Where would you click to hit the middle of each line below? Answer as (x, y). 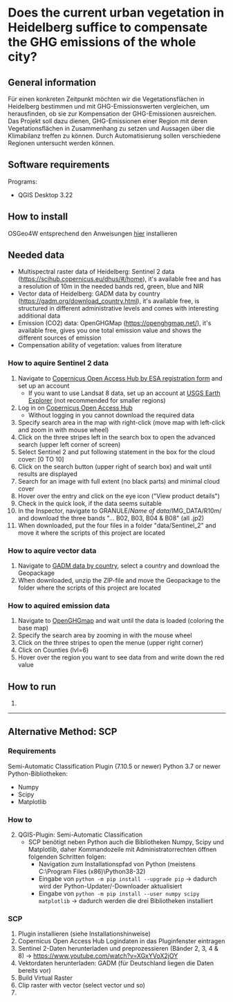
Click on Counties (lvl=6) (53, 650)
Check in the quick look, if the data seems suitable (90, 503)
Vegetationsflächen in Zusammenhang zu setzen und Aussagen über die (111, 128)
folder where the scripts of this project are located (89, 588)
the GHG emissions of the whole (102, 42)
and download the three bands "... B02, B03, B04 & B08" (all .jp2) (111, 518)
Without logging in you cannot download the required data (111, 415)
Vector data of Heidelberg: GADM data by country (89, 294)
